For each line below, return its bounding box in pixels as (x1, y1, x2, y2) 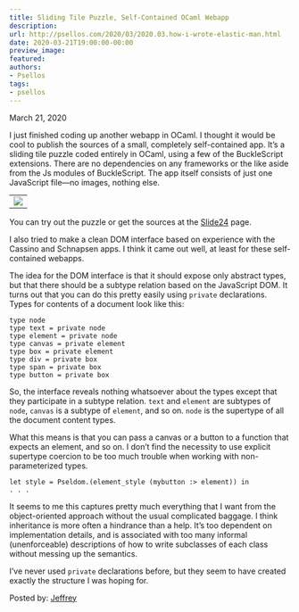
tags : (9, 79, 29, 88)
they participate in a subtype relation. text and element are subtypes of (9, 395, 271, 406)
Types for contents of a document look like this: (9, 298, 185, 309)
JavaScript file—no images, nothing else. (9, 177, 161, 187)
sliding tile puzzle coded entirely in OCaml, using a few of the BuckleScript (9, 148, 284, 159)
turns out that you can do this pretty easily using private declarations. (9, 289, 268, 300)
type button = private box (9, 370, 110, 379)
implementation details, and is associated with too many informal (9, 529, 248, 540)
